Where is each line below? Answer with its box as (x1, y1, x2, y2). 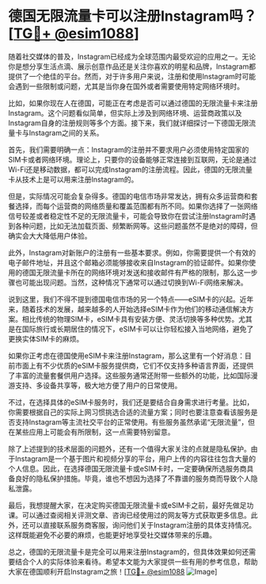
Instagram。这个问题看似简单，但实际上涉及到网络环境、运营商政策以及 (8, 108, 242, 117)
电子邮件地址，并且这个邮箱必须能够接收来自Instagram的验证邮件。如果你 (8, 258, 249, 267)
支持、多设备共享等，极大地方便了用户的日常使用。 (14, 380, 182, 390)
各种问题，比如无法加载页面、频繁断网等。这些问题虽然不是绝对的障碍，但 (14, 221, 258, 231)
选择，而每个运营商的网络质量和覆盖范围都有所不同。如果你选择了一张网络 (14, 201, 258, 211)
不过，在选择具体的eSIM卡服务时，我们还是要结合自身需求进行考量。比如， (8, 397, 254, 407)
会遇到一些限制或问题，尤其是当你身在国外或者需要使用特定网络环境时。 (8, 81, 244, 91)
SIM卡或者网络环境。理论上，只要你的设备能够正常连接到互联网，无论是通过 (8, 155, 257, 164)
